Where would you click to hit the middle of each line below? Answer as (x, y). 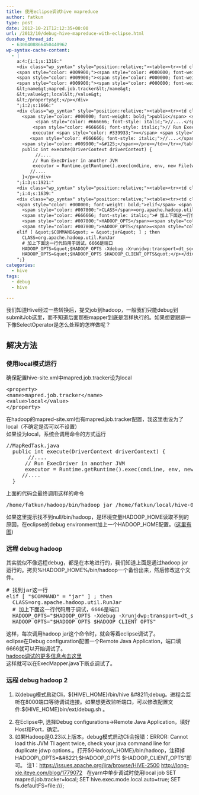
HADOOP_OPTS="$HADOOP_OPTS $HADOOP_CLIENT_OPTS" (84, 622)
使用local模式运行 (32, 363)
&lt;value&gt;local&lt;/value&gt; (59, 94)
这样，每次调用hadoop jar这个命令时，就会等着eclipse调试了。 (82, 634)
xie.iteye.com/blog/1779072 (49, 772)
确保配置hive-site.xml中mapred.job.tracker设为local (69, 378)
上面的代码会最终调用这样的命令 (45, 493)
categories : (21, 265)
